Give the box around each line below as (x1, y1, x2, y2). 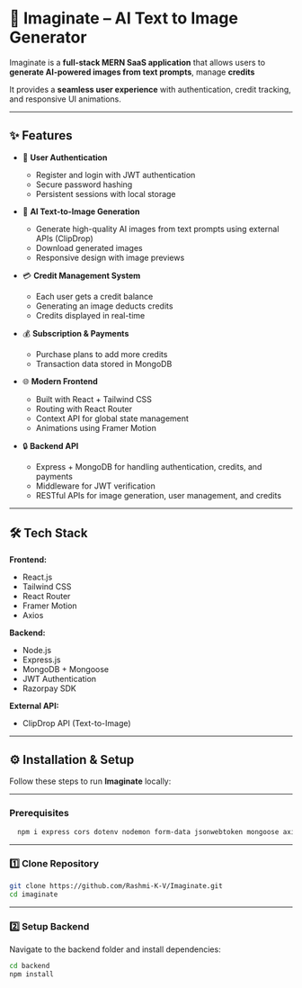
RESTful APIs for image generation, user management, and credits (35, 490, 281, 500)
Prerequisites (9, 807, 69, 820)
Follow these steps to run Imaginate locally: (9, 776, 172, 786)
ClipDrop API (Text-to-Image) (22, 717, 132, 728)
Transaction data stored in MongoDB (35, 358, 173, 369)
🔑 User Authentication (22, 152, 108, 163)
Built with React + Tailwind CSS (35, 393, 153, 404)
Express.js (22, 654, 61, 665)
